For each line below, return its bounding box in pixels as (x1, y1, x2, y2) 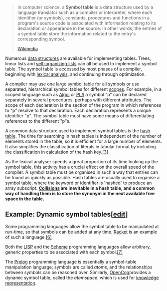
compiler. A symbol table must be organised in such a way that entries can (5, 169, 159, 175)
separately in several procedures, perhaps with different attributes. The (5, 97, 152, 103)
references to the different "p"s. (5, 118, 71, 124)
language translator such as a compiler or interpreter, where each (17, 9, 153, 15)
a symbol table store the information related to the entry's (17, 31, 136, 36)
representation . (5, 280, 36, 286)
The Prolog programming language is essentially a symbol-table (5, 259, 137, 265)
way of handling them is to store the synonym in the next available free (5, 191, 155, 196)
